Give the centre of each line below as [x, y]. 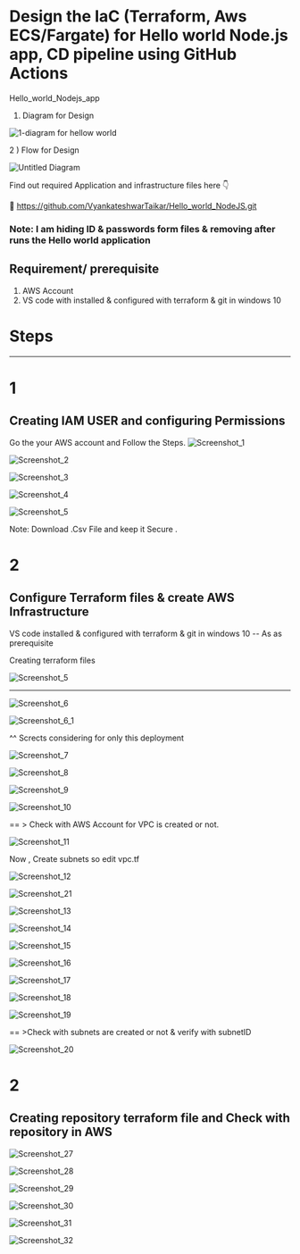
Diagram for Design [58, 115]
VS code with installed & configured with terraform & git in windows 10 [151, 300]
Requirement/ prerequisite [84, 269]
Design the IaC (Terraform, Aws [128, 17]
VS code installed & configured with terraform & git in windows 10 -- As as [146, 633]
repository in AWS [61, 1132]
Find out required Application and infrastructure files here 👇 [119, 185]
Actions [39, 74]
